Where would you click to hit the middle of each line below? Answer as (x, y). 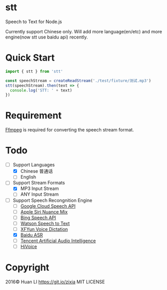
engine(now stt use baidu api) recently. (47, 37)
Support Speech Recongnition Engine (52, 200)
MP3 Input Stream (40, 188)
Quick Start (30, 58)
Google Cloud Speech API (48, 206)
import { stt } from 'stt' (34, 71)
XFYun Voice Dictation (44, 229)
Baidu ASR (32, 235)
